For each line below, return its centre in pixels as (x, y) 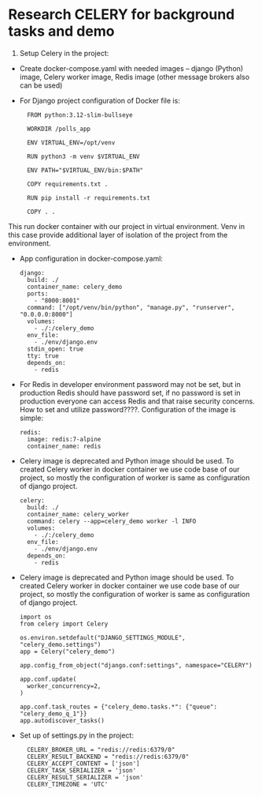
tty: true (43, 356)
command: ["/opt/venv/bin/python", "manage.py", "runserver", (131, 307)
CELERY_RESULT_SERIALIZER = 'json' (85, 777)
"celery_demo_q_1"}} (53, 713)
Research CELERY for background (122, 15)
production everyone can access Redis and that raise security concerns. (137, 401)
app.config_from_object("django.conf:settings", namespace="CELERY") (136, 665)
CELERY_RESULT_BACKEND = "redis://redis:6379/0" (108, 757)
